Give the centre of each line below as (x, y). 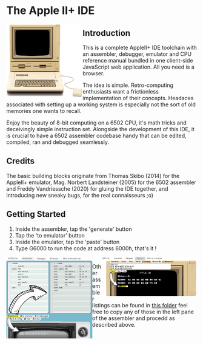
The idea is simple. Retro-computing (128, 85)
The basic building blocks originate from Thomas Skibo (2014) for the (93, 176)
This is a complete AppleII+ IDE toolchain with (140, 47)
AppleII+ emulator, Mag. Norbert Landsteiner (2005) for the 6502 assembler (101, 182)
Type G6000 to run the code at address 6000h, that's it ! (86, 248)
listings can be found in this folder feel (140, 305)
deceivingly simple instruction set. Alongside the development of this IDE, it (101, 129)
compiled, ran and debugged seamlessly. (58, 142)
